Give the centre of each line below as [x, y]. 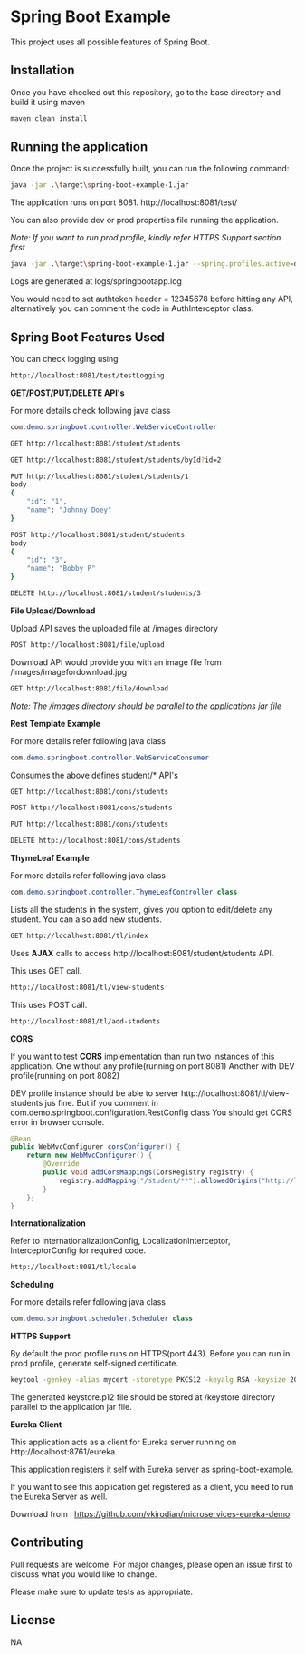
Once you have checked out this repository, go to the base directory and [146, 92]
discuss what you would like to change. [84, 1574]
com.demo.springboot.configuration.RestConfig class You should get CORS [151, 1112]
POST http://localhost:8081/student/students [97, 534]
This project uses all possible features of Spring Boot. [110, 42]
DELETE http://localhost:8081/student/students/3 [106, 593]
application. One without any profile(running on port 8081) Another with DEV [152, 1066]
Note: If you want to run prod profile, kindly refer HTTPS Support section [146, 238]
